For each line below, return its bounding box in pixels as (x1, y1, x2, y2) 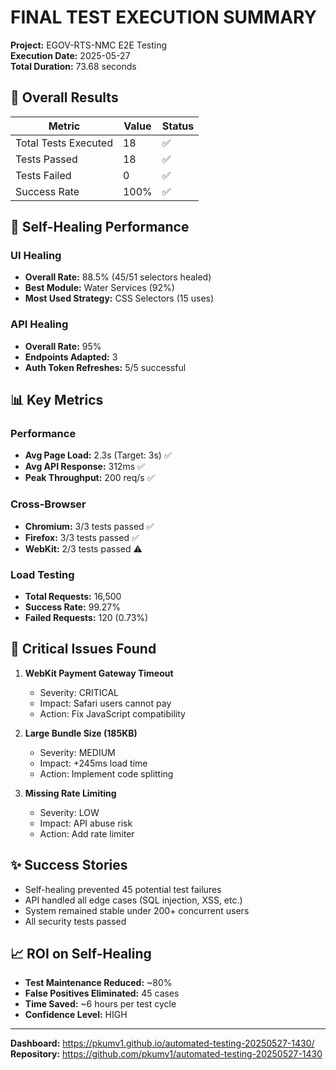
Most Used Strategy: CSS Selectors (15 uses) (24, 292, 215, 305)
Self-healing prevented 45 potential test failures (24, 883, 222, 895)
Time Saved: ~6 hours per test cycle (24, 998, 177, 1010)
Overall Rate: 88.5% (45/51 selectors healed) (24, 271, 212, 283)
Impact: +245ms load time (39, 757, 148, 769)
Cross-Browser (10, 497, 87, 511)
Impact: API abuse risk (39, 817, 133, 829)
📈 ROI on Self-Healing (10, 946, 152, 963)
